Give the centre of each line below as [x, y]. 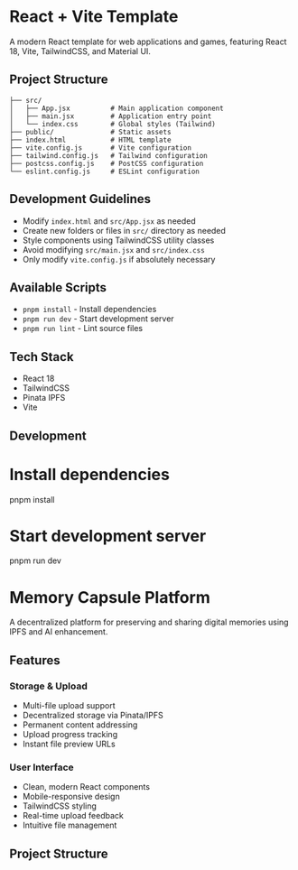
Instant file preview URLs [69, 744]
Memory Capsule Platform [110, 597]
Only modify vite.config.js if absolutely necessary [119, 259]
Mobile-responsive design [71, 797]
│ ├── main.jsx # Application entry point [111, 116]
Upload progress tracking [70, 735]
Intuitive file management [70, 825]
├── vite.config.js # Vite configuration [101, 148]
